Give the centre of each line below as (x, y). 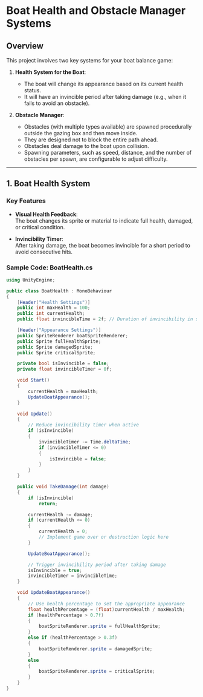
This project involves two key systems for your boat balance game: (90, 60)
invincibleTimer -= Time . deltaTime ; (85, 442)
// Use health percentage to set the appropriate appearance (107, 604)
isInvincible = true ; (55, 570)
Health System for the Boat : (50, 72)
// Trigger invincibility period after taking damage (97, 565)
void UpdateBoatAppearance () (54, 593)
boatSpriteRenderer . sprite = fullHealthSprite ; (100, 626)
